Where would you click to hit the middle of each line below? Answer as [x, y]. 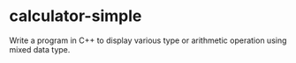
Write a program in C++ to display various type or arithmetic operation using [148, 40]
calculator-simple [76, 16]
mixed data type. [40, 49]
